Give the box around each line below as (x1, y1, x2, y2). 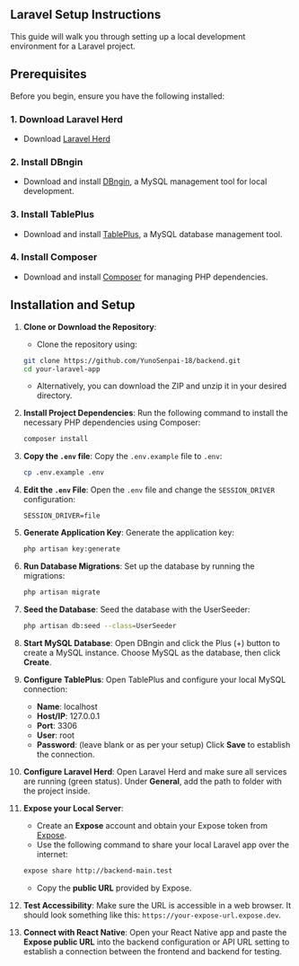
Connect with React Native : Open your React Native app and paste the (22, 926, 287, 937)
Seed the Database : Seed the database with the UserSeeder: (22, 604, 251, 615)
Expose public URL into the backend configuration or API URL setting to (22, 936, 290, 947)
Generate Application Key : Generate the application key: (22, 527, 234, 538)
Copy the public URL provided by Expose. (36, 882, 192, 893)
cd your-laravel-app (22, 364, 101, 374)
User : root (36, 730, 75, 740)
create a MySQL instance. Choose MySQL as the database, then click (22, 647, 281, 658)
